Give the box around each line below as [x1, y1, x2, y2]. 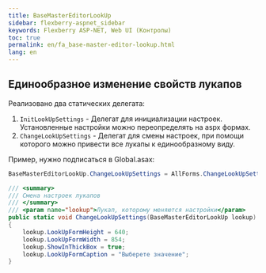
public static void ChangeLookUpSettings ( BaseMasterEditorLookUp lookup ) [8, 214, 257, 222]
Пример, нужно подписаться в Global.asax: [8, 154, 155, 164]
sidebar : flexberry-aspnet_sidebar [8, 19, 126, 27]
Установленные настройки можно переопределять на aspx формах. [19, 122, 251, 131]
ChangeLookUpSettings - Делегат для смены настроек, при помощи [19, 131, 244, 140]
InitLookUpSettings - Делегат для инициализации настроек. [19, 114, 223, 123]
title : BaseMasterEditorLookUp [8, 11, 112, 20]
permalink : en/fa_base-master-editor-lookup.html [8, 41, 176, 49]
